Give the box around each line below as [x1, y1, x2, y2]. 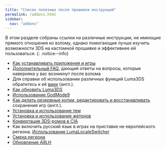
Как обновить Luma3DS [12, 86, 63, 92]
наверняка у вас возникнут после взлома [12, 71, 101, 77]
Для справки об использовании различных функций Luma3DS [12, 76, 145, 82]
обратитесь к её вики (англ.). [12, 81, 74, 87]
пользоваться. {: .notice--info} [5, 51, 69, 57]
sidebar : [5, 16, 23, 21]
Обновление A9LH [12, 140, 52, 146]
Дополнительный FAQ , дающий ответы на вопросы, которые [12, 66, 141, 72]
